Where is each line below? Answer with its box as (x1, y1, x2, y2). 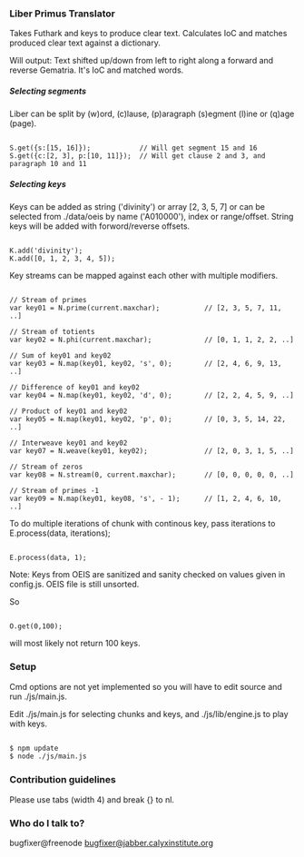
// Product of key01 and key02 (9, 407, 128, 416)
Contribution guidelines (9, 773, 116, 786)
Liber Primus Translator (9, 7, 115, 20)
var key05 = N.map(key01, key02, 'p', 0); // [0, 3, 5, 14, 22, (9, 415, 286, 424)
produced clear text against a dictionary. (9, 37, 161, 48)
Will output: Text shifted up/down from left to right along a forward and (9, 55, 274, 66)
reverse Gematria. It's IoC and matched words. (9, 64, 184, 75)
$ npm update (9, 744, 59, 753)
